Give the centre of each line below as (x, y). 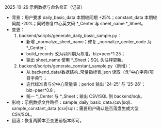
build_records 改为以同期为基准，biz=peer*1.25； (76, 54)
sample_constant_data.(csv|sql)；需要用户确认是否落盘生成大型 (75, 108)
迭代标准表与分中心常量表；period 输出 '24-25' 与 (76, 84)
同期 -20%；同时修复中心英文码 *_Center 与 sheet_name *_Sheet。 (79, 24)
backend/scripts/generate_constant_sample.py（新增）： (75, 66)
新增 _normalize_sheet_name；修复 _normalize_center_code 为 (89, 42)
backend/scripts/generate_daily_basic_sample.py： (70, 36)
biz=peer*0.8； (41, 90)
